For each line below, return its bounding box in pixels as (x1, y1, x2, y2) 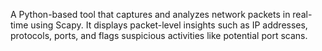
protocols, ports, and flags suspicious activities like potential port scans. (10, 30, 308, 41)
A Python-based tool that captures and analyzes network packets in (10, 9, 291, 20)
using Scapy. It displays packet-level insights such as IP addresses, (30, 19, 308, 31)
